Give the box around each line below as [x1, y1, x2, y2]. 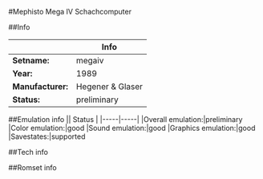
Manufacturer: [12, 81, 69, 92]
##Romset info [8, 163, 58, 172]
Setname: [12, 55, 50, 66]
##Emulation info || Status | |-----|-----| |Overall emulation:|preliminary [8, 115, 243, 124]
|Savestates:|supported [8, 132, 86, 141]
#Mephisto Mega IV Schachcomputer [8, 7, 132, 16]
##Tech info [8, 148, 48, 157]
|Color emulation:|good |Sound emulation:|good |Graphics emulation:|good [8, 124, 256, 132]
